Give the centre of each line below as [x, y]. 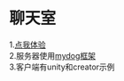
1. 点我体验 [27, 45]
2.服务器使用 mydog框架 [52, 55]
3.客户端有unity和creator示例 [62, 67]
